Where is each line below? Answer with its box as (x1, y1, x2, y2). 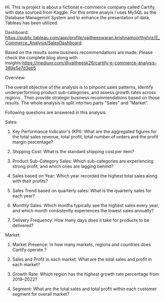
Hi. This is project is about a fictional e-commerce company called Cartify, (5, 4, 156, 10)
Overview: (5, 75, 26, 80)
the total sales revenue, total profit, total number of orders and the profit (12, 134, 159, 139)
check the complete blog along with (5, 55, 78, 61)
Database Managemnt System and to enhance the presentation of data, (5, 15, 150, 20)
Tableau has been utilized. (5, 20, 59, 26)
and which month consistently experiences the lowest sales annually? (12, 208, 154, 213)
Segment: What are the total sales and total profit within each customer (12, 286, 157, 292)
